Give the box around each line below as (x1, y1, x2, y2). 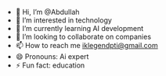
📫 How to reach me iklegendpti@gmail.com (15, 41, 158, 50)
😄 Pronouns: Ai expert (15, 52, 89, 61)
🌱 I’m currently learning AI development (15, 24, 144, 33)
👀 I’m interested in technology (15, 16, 112, 25)
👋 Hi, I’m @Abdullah (15, 8, 80, 16)
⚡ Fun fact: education (15, 60, 85, 70)
